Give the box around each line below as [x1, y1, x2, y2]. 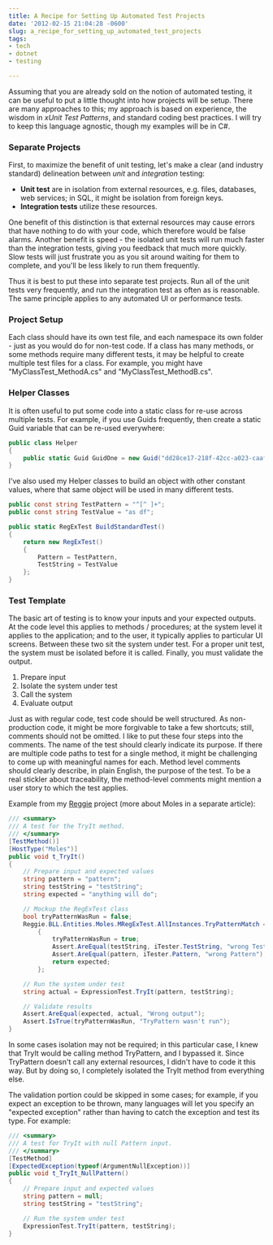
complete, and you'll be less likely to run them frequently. [8, 261, 201, 271]
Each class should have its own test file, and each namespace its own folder [8, 333, 264, 342]
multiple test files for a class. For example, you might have [8, 359, 203, 368]
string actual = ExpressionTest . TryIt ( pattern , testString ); [23, 987, 234, 996]
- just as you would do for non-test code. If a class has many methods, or [8, 341, 254, 350]
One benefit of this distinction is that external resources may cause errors [8, 217, 255, 228]
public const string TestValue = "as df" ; [8, 508, 154, 516]
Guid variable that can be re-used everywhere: [8, 423, 165, 433]
